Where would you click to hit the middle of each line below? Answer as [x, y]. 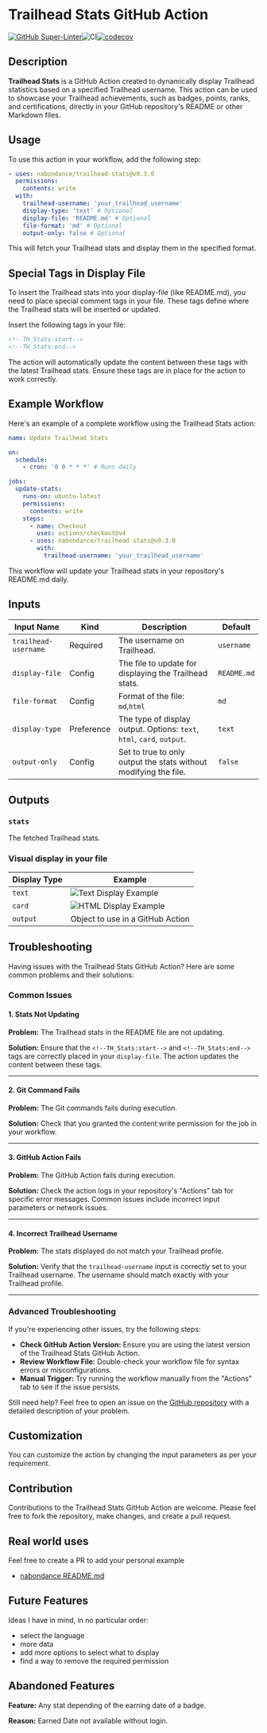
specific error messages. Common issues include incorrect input [114, 1199]
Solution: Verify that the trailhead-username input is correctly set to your [128, 1267]
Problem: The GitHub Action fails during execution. [92, 1175]
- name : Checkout [58, 526]
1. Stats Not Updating [44, 1015]
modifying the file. [152, 772]
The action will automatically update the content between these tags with [128, 362]
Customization [46, 1435]
